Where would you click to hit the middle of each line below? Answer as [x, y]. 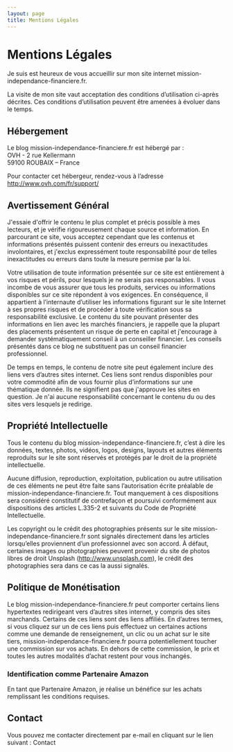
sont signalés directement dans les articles [148, 536]
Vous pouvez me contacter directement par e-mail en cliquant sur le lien [110, 735]
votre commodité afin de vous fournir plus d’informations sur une [100, 382]
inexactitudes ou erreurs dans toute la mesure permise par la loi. [99, 259]
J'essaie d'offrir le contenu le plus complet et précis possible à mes [104, 222]
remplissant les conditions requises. [59, 696]
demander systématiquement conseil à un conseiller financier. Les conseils [114, 339]
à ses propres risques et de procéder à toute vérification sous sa [100, 309]
